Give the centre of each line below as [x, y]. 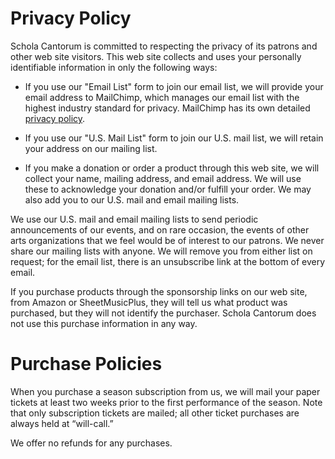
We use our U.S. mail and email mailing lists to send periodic [134, 219]
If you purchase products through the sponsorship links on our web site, [159, 291]
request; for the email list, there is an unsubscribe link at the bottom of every [168, 261]
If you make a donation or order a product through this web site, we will [172, 168]
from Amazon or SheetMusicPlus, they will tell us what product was [149, 302]
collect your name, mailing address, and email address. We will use [163, 178]
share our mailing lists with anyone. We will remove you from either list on [161, 251]
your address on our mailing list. [91, 148]
